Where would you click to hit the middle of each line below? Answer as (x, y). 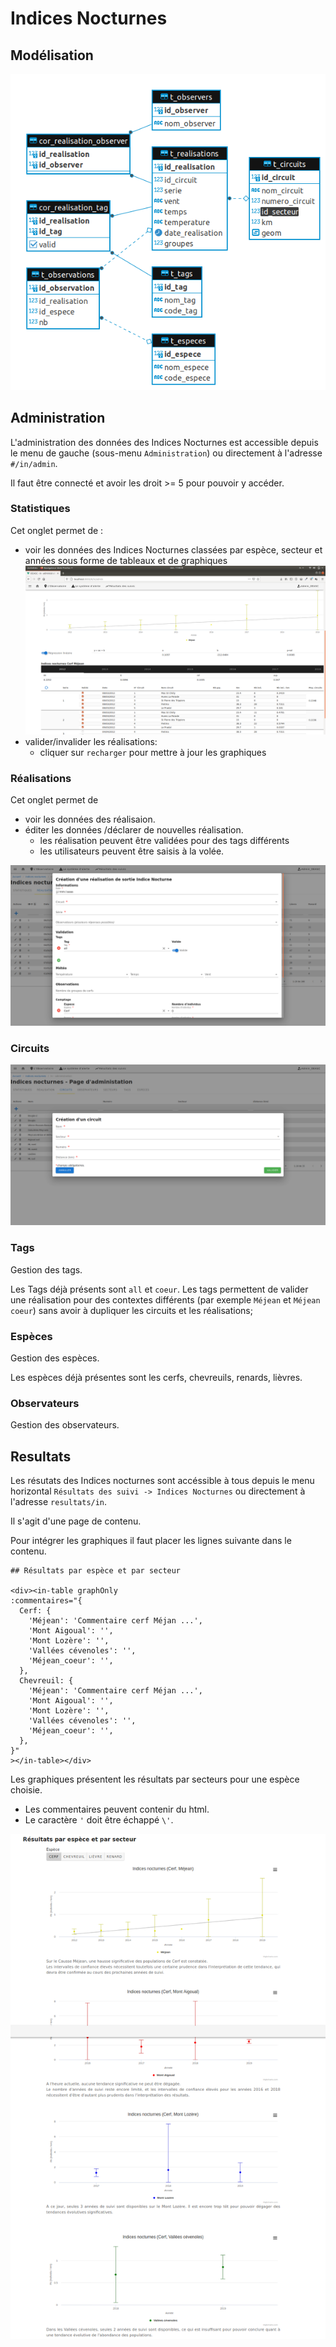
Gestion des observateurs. (65, 1425)
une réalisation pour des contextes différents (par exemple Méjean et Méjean (165, 1299)
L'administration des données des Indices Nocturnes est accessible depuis (164, 442)
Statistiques (40, 509)
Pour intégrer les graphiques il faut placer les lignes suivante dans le (151, 1541)
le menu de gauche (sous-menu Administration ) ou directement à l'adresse (166, 453)
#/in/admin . (34, 463)
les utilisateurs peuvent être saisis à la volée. (132, 851)
